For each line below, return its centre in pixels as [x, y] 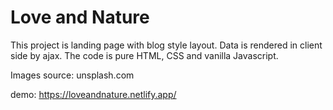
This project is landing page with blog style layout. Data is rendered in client [166, 45]
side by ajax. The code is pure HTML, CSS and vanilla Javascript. [144, 55]
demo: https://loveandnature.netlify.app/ [93, 94]
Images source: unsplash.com [72, 75]
